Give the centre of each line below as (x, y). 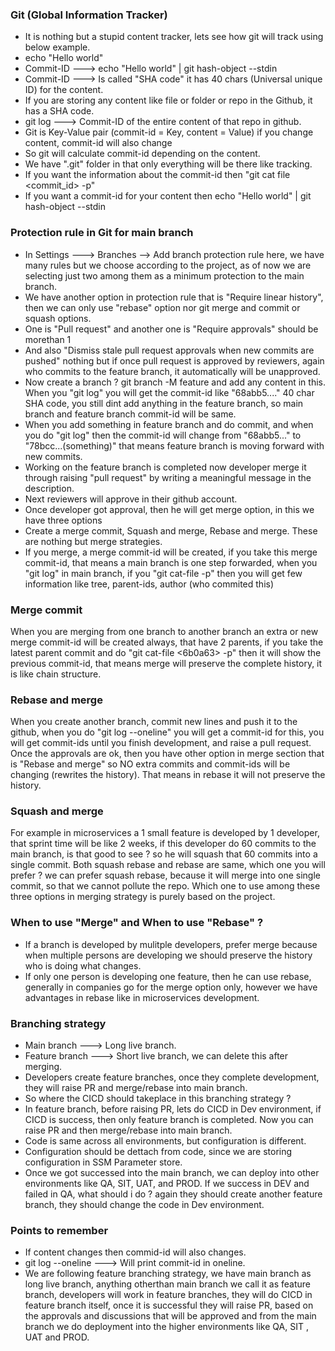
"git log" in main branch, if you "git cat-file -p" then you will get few (163, 573)
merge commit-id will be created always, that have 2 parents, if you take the (167, 642)
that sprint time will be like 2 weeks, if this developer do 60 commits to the (163, 844)
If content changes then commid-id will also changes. (135, 1252)
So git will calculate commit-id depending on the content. (142, 154)
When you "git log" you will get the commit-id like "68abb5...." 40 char (169, 392)
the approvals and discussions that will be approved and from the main (170, 1316)
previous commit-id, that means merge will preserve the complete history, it (166, 663)
